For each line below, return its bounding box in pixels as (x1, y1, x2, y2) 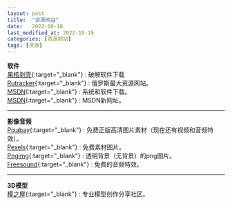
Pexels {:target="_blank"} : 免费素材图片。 (7, 143, 126, 151)
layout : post (7, 10, 45, 17)
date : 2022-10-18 (7, 23, 64, 30)
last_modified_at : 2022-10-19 (7, 29, 95, 36)
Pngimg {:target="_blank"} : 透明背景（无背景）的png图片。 (7, 152, 176, 160)
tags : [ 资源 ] (7, 42, 43, 49)
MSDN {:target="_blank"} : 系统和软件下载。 (7, 87, 131, 96)
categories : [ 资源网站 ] (7, 36, 71, 43)
